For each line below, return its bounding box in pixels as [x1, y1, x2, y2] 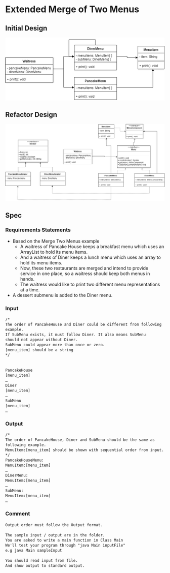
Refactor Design [5, 110, 57, 119]
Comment [5, 510, 30, 517]
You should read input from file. [5, 558, 78, 563]
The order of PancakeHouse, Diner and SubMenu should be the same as [5, 437, 155, 443]
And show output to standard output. [5, 563, 85, 568]
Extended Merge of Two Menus [5, 4, 140, 15]
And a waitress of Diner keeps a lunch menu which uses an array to [20, 254, 161, 260]
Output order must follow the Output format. [5, 522, 103, 527]
